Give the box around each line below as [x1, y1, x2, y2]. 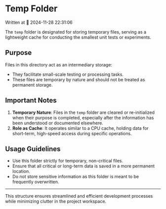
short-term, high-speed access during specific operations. [12, 130, 132, 136]
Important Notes [5, 96, 57, 104]
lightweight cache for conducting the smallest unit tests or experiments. [5, 34, 152, 40]
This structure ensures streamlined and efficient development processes [5, 193, 153, 199]
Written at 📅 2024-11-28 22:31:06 [5, 19, 73, 25]
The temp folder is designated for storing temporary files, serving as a [5, 29, 147, 35]
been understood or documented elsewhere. [12, 120, 104, 126]
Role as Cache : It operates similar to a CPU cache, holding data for [12, 125, 149, 131]
